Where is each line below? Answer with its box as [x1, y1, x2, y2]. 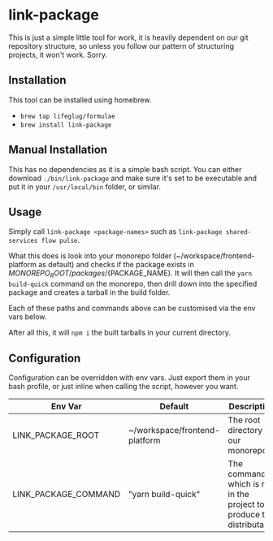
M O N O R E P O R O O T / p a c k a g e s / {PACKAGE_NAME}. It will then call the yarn [8, 268, 253, 280]
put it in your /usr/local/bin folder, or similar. [8, 181, 161, 192]
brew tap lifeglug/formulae [19, 112, 115, 120]
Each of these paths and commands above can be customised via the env [8, 303, 256, 314]
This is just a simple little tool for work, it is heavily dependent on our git [8, 32, 249, 42]
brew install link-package [19, 120, 112, 129]
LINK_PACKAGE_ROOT [12, 429, 100, 440]
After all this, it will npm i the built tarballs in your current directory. [8, 327, 232, 338]
